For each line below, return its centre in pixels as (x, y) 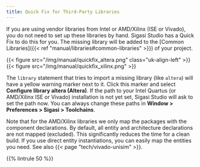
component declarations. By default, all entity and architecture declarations (100, 127)
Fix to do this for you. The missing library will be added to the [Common (95, 41)
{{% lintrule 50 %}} (30, 158)
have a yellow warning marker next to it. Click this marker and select (91, 84)
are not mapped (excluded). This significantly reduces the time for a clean (98, 134)
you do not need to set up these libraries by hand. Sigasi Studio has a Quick (100, 35)
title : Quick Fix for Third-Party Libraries (63, 12)
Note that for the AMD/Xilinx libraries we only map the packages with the (96, 121)
